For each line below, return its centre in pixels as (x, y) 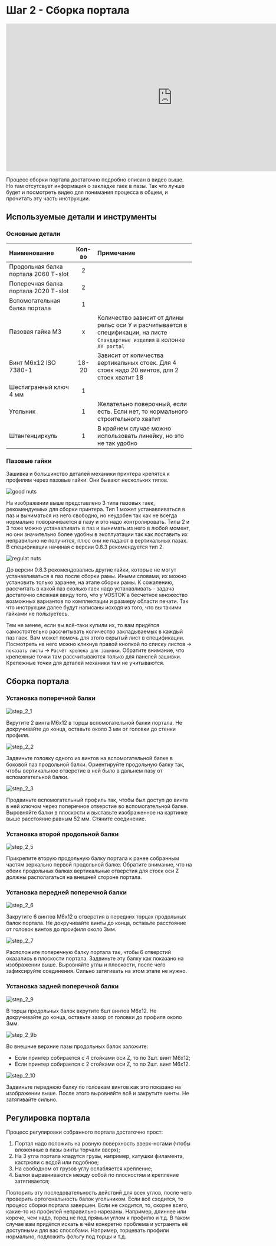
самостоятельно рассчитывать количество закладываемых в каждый (95, 631)
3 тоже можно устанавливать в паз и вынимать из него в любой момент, (98, 528)
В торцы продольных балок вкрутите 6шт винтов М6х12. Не (81, 1011)
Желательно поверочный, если (142, 404)
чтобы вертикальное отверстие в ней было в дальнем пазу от (85, 770)
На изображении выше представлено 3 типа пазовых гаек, (80, 502)
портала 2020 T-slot (39, 291)
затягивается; (32, 1181)
